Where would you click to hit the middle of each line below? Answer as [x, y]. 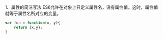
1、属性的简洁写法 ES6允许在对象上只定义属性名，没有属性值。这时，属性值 [81, 7]
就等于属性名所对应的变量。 [33, 13]
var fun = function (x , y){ [33, 23]
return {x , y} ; [28, 27]
